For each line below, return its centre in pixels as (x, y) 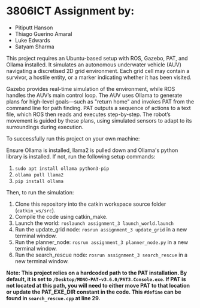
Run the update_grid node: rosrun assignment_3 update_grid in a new (101, 229)
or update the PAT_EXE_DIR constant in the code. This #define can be (94, 292)
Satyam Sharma (35, 47)
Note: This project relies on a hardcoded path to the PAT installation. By (97, 273)
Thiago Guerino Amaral (43, 33)
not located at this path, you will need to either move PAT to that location (98, 285)
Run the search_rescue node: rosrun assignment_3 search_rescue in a (101, 255)
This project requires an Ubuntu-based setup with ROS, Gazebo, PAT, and (97, 58)
